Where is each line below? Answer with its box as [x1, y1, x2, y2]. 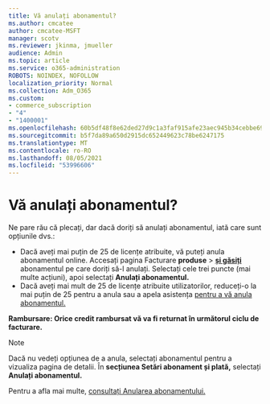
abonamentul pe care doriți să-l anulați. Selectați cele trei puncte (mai [19, 264, 251, 274]
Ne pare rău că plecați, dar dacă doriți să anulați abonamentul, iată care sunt [8, 223, 262, 233]
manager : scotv [8, 34, 59, 43]
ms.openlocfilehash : [8, 124, 78, 132]
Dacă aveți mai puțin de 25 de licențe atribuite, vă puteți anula [19, 247, 225, 257]
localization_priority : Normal [8, 79, 113, 87]
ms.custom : [8, 94, 45, 102]
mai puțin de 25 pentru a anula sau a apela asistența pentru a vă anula [19, 290, 252, 299]
